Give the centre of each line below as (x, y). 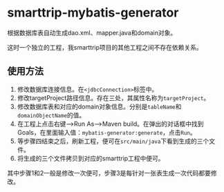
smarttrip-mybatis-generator (93, 13)
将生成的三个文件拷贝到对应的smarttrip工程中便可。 (91, 158)
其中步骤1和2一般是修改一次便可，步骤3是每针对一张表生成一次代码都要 (109, 173)
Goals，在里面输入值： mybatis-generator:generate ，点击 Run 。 (107, 132)
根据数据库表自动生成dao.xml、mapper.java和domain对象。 (92, 32)
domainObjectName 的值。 (51, 115)
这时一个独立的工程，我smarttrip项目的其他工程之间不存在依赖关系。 (105, 47)
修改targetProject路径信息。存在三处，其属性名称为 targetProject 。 (113, 97)
